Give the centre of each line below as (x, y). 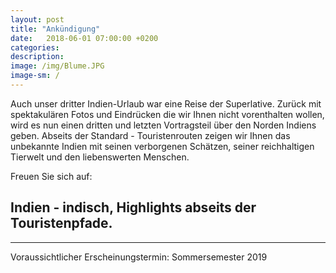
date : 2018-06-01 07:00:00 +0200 (84, 38)
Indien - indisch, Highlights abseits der (133, 207)
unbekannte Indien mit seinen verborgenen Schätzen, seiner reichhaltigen (162, 146)
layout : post (37, 19)
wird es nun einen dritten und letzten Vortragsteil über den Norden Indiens (163, 125)
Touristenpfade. (61, 223)
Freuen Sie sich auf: (51, 176)
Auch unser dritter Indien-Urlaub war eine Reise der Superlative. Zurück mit (166, 103)
